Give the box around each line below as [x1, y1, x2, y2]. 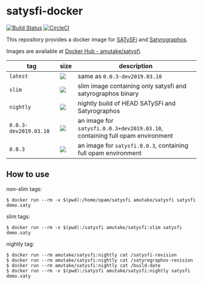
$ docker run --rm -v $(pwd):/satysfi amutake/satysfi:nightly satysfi [6, 268, 190, 274]
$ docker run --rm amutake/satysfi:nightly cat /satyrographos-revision [6, 257, 193, 263]
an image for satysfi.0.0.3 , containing [77, 141, 188, 149]
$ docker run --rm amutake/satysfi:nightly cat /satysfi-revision [6, 252, 177, 258]
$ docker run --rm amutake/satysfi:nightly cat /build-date [6, 262, 161, 269]
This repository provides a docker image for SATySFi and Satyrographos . [6, 36, 188, 43]
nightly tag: [6, 240, 34, 248]
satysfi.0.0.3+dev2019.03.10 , [77, 124, 163, 132]
